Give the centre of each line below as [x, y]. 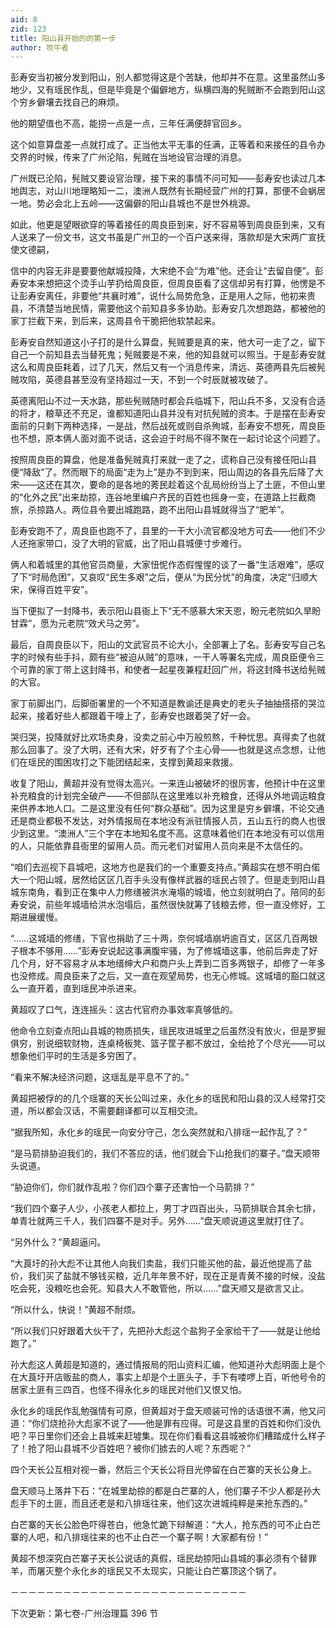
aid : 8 [24, 19]
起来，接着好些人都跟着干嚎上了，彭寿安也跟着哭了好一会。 [133, 716]
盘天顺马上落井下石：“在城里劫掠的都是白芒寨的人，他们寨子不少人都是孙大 [166, 1491]
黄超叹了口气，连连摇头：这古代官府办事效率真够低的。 [124, 1010]
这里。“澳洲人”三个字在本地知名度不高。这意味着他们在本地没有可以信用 [176, 833]
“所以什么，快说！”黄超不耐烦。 [76, 1310]
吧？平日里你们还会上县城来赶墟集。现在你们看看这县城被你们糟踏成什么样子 [168, 1436]
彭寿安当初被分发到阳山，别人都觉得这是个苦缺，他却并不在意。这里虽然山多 [168, 77]
